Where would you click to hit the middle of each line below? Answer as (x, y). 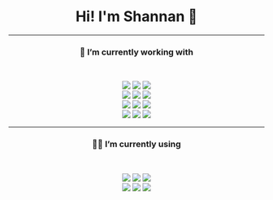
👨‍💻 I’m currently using (136, 144)
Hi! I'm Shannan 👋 (136, 17)
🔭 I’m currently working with (136, 52)
